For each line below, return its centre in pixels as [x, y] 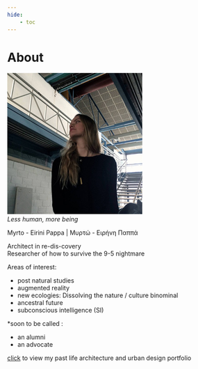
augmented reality [43, 288]
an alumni [31, 337]
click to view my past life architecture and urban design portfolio [99, 358]
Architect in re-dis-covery [44, 246]
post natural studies [46, 281]
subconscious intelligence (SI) [60, 311]
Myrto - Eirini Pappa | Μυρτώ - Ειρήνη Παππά [73, 233]
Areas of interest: [32, 267]
